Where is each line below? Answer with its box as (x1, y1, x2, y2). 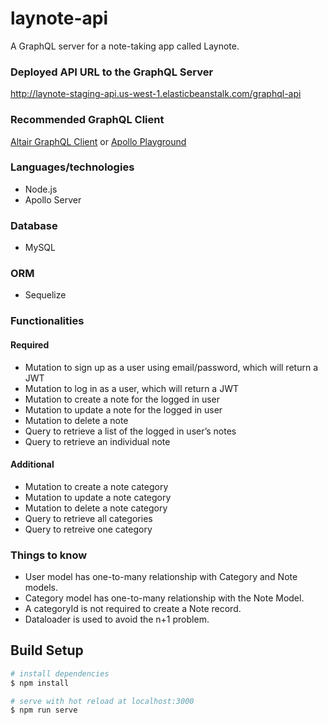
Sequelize (24, 289, 67, 301)
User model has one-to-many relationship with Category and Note (24, 571, 298, 583)
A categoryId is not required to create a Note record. (24, 603, 242, 615)
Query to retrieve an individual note (24, 435, 171, 447)
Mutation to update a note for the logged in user (24, 403, 223, 416)
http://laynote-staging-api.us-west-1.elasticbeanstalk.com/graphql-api (10, 88, 302, 100)
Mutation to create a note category (24, 480, 169, 492)
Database (10, 218, 58, 232)
